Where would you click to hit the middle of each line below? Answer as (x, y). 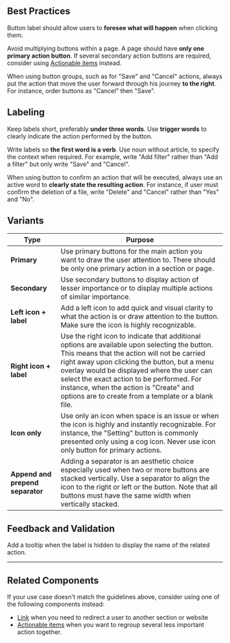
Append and (31, 474)
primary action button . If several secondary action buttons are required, (109, 56)
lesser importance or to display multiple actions (137, 289)
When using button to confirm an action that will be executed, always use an (115, 177)
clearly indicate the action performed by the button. (80, 136)
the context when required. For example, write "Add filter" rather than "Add (113, 156)
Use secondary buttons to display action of (130, 280)
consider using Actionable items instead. (64, 63)
